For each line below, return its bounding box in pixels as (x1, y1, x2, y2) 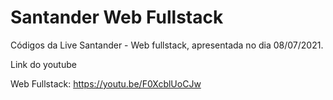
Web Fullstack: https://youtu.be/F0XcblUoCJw (10, 77, 202, 90)
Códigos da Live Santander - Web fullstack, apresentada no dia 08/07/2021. (10, 39, 324, 51)
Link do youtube (10, 58, 77, 70)
